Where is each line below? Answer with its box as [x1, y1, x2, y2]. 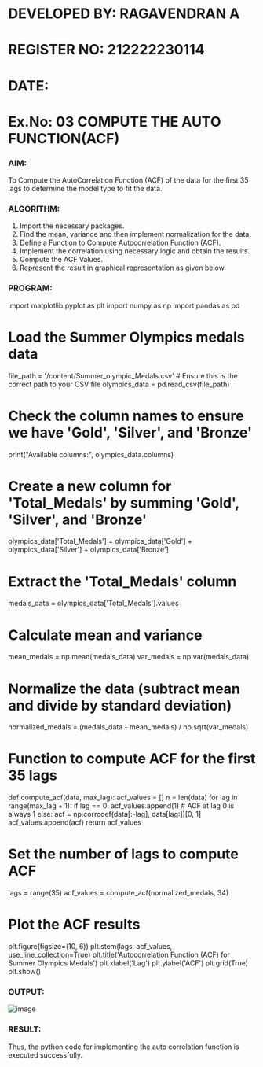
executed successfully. [8, 1050, 82, 1059]
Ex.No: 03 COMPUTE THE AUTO [8, 113, 221, 131]
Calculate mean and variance [8, 626, 203, 644]
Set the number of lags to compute [8, 845, 239, 863]
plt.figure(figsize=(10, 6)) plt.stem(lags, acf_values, [8, 942, 173, 951]
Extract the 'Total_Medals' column [8, 572, 237, 590]
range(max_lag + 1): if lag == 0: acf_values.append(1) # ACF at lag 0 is [8, 801, 235, 810]
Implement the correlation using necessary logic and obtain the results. [19, 246, 250, 256]
